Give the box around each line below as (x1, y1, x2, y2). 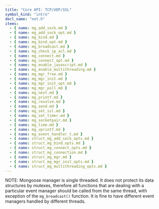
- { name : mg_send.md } (9, 104, 58, 109)
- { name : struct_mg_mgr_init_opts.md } (9, 159, 94, 164)
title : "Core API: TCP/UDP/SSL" (5, 7, 72, 12)
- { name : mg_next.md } (9, 90, 58, 95)
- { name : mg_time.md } (9, 122, 58, 127)
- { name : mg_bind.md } (9, 35, 58, 40)
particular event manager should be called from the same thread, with (5, 188, 147, 194)
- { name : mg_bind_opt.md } (9, 40, 68, 45)
